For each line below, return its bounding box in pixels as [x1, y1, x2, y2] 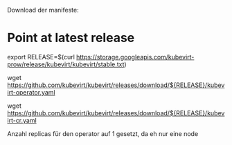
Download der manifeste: [7, 6, 79, 14]
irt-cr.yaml [7, 116, 37, 124]
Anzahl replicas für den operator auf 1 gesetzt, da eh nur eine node [7, 129, 199, 137]
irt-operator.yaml [7, 88, 55, 96]
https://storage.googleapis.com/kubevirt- [75, 52, 195, 61]
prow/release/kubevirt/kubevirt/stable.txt [7, 60, 125, 68]
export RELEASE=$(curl [7, 52, 75, 61]
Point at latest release [7, 30, 135, 46]
